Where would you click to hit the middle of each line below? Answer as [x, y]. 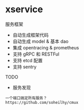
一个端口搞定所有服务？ [26, 98]
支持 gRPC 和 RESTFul [36, 54]
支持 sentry [24, 67]
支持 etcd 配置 [27, 60]
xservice [24, 9]
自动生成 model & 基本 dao [40, 41]
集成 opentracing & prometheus [46, 47]
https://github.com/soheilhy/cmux [42, 102]
